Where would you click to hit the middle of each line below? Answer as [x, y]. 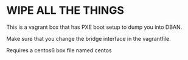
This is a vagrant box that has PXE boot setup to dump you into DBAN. [94, 27]
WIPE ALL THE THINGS [65, 10]
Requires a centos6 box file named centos [59, 50]
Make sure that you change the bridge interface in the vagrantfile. [89, 38]
